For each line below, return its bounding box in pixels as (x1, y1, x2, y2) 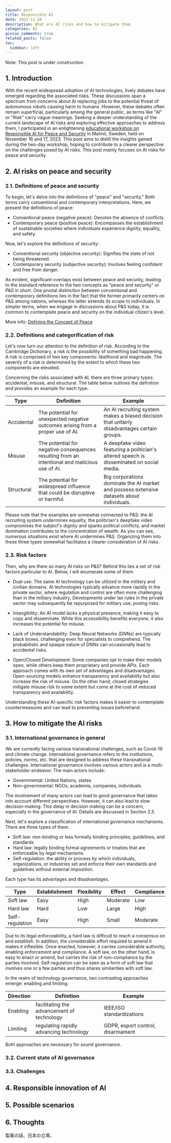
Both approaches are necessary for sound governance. (5, 1041, 121, 1048)
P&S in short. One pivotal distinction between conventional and (5, 287, 137, 294)
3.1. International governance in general (5, 735, 105, 742)
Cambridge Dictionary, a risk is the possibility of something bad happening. (5, 348, 163, 355)
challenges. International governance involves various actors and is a (5, 762, 150, 768)
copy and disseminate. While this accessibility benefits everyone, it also (12, 615, 164, 621)
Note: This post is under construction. (5, 59, 85, 65)
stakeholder (5, 768, 31, 774)
